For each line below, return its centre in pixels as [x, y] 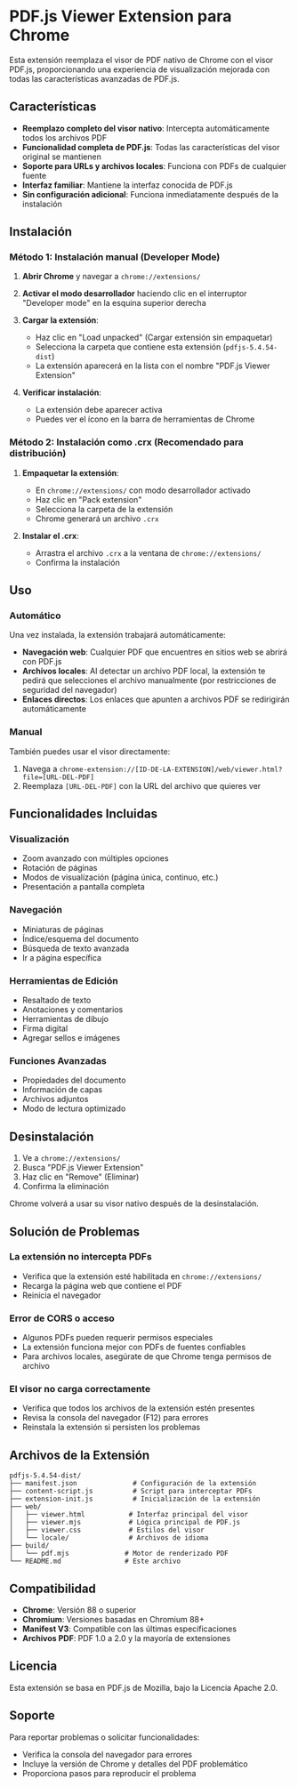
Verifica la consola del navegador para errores [107, 1754]
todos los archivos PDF [64, 137]
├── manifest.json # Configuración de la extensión [133, 1484]
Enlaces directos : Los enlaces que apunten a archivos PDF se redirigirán [156, 699]
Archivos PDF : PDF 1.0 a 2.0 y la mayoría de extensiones [126, 1638]
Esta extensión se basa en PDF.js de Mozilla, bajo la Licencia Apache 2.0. [144, 1687]
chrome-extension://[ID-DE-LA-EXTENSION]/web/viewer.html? [171, 769]
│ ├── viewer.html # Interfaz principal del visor [129, 1515]
